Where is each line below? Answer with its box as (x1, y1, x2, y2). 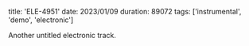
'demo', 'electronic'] (8, 15, 74, 25)
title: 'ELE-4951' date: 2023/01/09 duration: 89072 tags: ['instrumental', (8, 7, 242, 16)
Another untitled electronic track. (8, 31, 117, 40)
